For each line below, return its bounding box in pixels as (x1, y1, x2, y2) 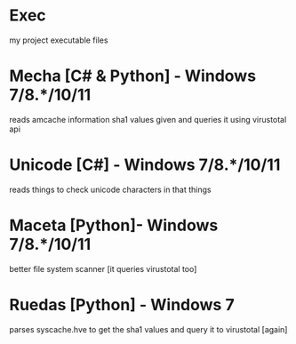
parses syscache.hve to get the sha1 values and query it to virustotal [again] (9, 324, 288, 334)
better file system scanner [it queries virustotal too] (9, 263, 197, 274)
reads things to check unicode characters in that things (9, 184, 212, 195)
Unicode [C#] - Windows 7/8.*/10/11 (9, 155, 281, 175)
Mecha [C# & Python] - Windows (9, 66, 256, 86)
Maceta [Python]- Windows (9, 215, 219, 236)
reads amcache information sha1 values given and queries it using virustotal (9, 114, 287, 124)
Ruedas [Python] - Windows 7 (9, 294, 235, 315)
